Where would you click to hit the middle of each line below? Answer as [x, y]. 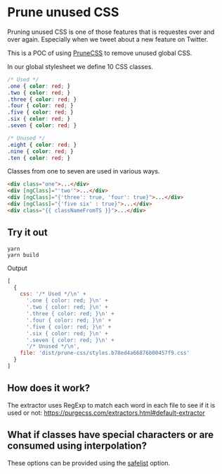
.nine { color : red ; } [40, 151]
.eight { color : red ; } [42, 145]
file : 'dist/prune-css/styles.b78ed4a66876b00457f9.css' [105, 353]
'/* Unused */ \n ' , [53, 346]
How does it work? [49, 388]
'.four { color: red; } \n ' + [68, 320]
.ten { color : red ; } [39, 158]
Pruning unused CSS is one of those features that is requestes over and [111, 32]
